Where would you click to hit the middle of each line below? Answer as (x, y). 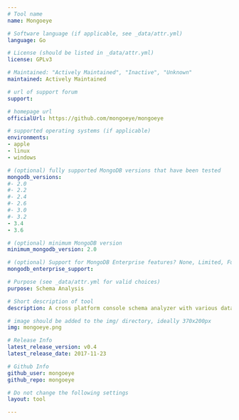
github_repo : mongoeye (41, 380)
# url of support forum (43, 92)
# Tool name (25, 14)
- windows (22, 158)
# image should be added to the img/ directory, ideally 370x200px (110, 321)
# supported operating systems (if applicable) (79, 131)
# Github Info (28, 367)
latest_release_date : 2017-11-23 (57, 354)
